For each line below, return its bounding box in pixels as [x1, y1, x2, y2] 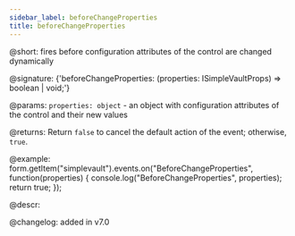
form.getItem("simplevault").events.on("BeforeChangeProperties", [9, 163, 254, 173]
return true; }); [9, 181, 63, 192]
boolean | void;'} [9, 82, 71, 93]
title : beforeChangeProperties [9, 21, 126, 30]
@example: [9, 153, 51, 164]
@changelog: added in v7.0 [9, 216, 110, 227]
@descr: [9, 198, 40, 210]
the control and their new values [9, 109, 128, 120]
